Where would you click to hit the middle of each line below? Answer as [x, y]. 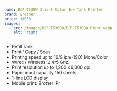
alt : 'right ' [28, 32]
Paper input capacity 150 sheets [44, 73]
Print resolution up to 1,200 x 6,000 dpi [51, 67]
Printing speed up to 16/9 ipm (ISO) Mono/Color [60, 57]
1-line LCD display [30, 78]
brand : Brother [20, 14]
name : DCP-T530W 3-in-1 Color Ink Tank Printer [54, 10]
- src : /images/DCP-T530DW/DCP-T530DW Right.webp [60, 28]
